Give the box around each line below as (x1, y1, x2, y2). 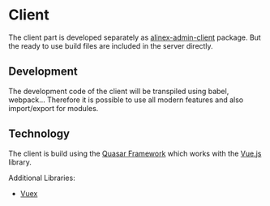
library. (8, 157, 32, 167)
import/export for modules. (8, 103, 99, 113)
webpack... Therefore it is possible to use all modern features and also (8, 95, 244, 105)
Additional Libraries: (8, 173, 75, 182)
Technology (8, 127, 71, 141)
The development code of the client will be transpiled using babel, (8, 86, 229, 96)
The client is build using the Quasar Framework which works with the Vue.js (8, 148, 262, 158)
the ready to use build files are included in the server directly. (8, 41, 213, 50)
